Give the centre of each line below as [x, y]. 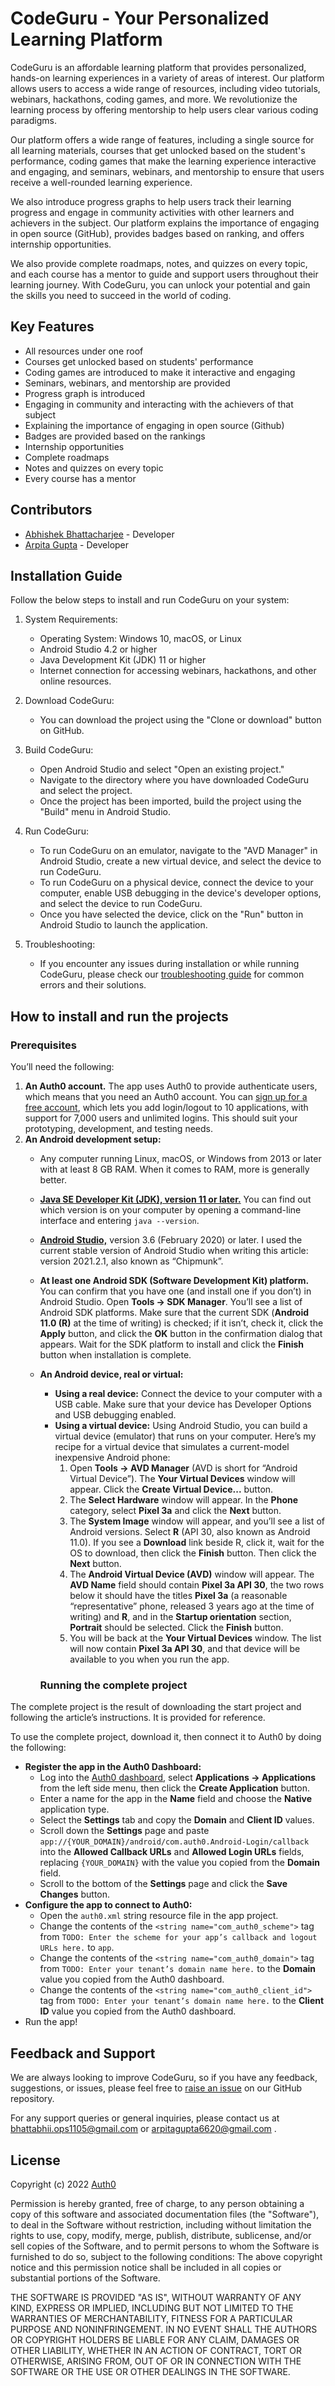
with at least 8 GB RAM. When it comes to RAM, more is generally [174, 1169]
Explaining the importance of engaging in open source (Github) [154, 425]
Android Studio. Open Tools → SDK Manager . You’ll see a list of [171, 1302]
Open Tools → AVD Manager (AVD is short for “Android [183, 1468]
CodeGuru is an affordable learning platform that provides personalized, [158, 67]
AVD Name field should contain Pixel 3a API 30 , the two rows [197, 1585]
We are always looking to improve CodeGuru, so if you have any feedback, [164, 2078]
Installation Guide [66, 575]
